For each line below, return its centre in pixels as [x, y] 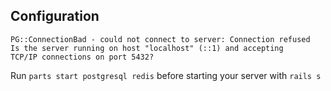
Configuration [55, 16]
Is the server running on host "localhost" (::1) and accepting [147, 48]
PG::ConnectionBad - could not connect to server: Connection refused [160, 39]
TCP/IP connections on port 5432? [82, 57]
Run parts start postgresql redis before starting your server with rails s [166, 75]
